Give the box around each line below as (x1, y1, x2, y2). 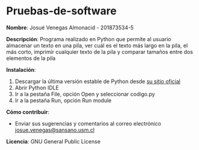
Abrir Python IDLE (14, 84, 59, 91)
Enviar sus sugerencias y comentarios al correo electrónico (14, 120, 161, 127)
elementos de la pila (6, 54, 56, 62)
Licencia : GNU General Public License (6, 137, 100, 145)
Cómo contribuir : (6, 108, 50, 115)
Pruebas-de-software (6, 4, 117, 18)
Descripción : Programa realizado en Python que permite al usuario (6, 35, 172, 42)
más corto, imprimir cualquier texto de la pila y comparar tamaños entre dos (6, 48, 193, 55)
